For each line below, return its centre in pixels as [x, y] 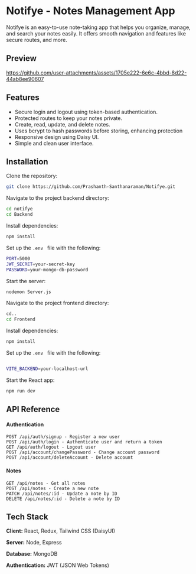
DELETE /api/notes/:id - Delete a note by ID [63, 499]
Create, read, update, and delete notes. [62, 124]
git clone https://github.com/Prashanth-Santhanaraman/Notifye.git [91, 187]
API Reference [33, 409]
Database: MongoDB [32, 554]
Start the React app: [30, 380]
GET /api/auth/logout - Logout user [51, 447]
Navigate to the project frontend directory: [58, 303]
